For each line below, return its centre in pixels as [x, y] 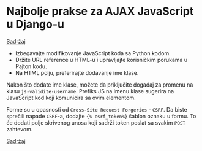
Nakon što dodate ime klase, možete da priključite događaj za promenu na [100, 85]
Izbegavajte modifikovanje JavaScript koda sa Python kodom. [93, 53]
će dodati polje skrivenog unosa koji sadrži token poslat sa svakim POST [96, 122]
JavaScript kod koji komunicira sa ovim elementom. [71, 98]
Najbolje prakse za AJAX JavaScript [100, 11]
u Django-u [35, 24]
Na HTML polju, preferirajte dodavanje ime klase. [77, 72]
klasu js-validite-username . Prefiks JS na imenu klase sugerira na [90, 91]
